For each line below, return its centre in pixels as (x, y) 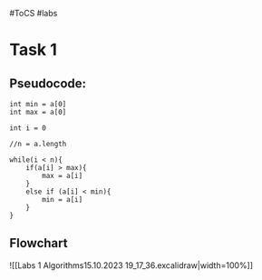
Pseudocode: (48, 83)
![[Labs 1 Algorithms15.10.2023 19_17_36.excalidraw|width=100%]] (131, 265)
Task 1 (33, 50)
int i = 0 (28, 128)
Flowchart (39, 243)
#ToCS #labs (34, 13)
